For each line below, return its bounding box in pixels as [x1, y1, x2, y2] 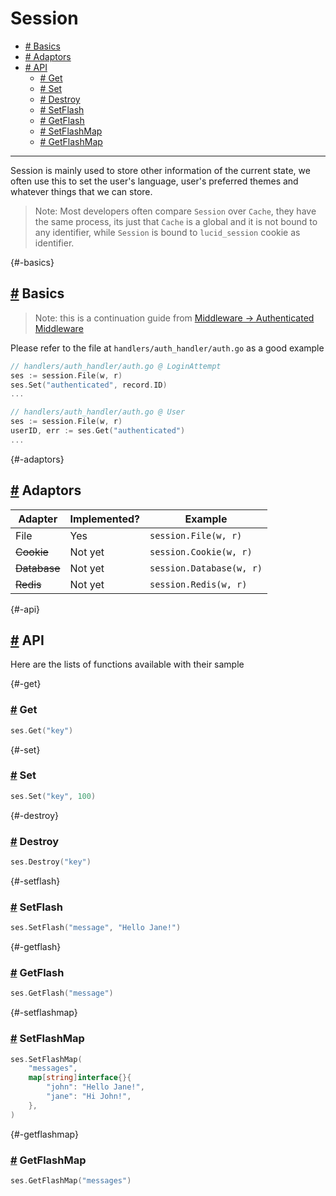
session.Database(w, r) [149, 562, 263, 574]
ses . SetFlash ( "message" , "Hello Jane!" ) [10, 923, 182, 933]
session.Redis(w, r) [149, 578, 248, 590]
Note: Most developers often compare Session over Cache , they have [34, 205, 317, 217]
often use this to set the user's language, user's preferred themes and [10, 175, 299, 187]
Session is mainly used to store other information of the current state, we [10, 164, 311, 176]
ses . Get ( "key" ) [10, 725, 74, 736]
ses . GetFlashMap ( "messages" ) [10, 1175, 132, 1186]
